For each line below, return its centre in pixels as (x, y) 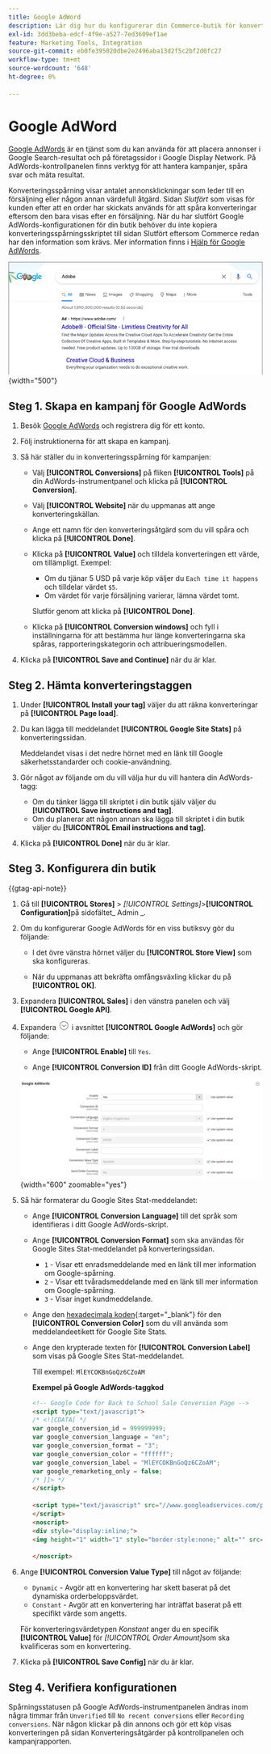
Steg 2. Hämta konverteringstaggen (100, 685)
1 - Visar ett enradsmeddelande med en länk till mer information (150, 1264)
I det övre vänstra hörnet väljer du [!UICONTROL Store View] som (142, 952)
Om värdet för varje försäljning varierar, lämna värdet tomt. (142, 595)
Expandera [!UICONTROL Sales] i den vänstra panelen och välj (125, 1001)
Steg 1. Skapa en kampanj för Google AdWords (127, 406)
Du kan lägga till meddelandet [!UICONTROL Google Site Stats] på (131, 729)
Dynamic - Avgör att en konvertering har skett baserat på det (131, 1588)
